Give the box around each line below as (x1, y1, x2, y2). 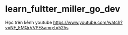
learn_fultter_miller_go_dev (5, 3, 121, 15)
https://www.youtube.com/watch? (53, 19, 123, 25)
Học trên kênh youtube (5, 19, 52, 25)
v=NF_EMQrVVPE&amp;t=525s (5, 24, 69, 30)
